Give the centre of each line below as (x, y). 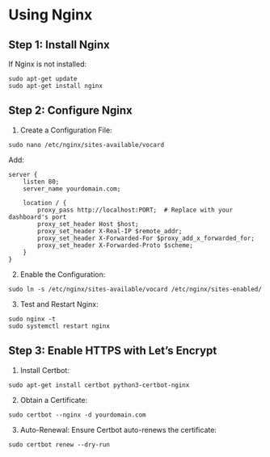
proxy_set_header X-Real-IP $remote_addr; (110, 231)
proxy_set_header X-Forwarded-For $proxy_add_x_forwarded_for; (146, 238)
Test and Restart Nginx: (59, 304)
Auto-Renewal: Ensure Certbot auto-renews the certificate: (118, 430)
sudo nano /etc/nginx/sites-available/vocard (86, 145)
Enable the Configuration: (63, 274)
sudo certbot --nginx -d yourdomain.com (78, 415)
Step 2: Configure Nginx (70, 111)
